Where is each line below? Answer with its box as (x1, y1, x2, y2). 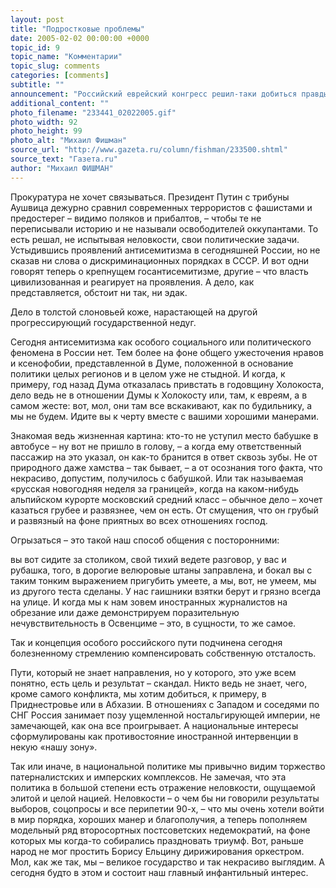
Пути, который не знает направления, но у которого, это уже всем (10, 666, 297, 678)
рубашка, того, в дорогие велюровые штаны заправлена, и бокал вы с (10, 564, 313, 576)
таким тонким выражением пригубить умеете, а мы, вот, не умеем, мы (10, 574, 317, 586)
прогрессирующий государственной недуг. (10, 316, 197, 328)
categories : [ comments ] (10, 71, 110, 81)
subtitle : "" (10, 80, 65, 90)
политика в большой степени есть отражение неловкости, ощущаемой (10, 781, 316, 793)
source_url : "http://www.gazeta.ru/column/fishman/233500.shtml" (10, 145, 288, 155)
